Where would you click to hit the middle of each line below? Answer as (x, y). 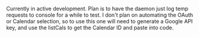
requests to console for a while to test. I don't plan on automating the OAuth (100, 15)
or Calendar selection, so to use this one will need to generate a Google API (99, 21)
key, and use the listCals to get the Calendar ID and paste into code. (90, 27)
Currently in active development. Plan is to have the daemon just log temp (97, 9)
